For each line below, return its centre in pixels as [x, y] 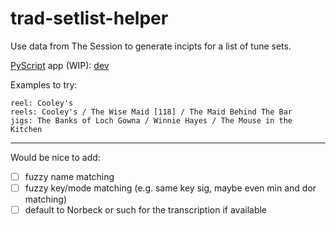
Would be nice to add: [55, 157]
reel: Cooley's [42, 103]
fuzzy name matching [69, 176]
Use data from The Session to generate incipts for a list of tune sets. [151, 46]
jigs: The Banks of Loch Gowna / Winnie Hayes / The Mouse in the [151, 120]
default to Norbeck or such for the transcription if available [146, 210]
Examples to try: [44, 84]
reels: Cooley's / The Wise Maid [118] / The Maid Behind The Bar [151, 112]
